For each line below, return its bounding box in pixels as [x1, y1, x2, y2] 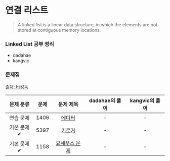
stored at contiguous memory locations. [17, 27, 101, 33]
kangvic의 [130, 97, 154, 104]
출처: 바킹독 [5, 84, 29, 90]
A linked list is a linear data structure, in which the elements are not [17, 21, 158, 28]
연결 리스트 [5, 5, 49, 16]
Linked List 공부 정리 [5, 40, 54, 47]
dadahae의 [89, 97, 115, 104]
